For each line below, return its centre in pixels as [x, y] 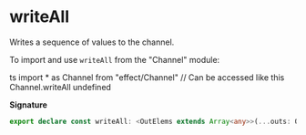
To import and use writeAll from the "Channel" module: [115, 59]
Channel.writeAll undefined [61, 87]
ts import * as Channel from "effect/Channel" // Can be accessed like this [147, 77]
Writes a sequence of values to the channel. [92, 42]
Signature [29, 104]
